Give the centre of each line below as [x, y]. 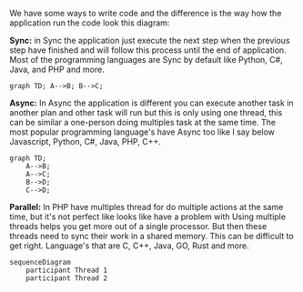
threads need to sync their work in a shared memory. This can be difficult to [151, 236]
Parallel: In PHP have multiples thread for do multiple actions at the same [146, 207]
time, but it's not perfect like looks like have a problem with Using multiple [148, 216]
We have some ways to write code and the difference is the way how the [146, 13]
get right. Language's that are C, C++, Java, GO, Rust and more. [129, 246]
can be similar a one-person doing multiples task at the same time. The [142, 122]
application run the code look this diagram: [90, 23]
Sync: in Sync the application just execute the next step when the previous [150, 40]
